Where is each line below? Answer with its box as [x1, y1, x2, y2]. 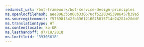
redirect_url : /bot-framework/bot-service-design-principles [5, 7, 135, 12]
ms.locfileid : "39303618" [5, 35, 59, 40]
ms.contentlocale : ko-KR [5, 25, 57, 30]
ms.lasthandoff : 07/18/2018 [5, 30, 64, 35]
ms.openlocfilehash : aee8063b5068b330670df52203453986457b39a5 [5, 12, 140, 17]
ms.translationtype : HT [5, 21, 55, 26]
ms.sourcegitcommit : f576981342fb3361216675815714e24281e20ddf [5, 16, 140, 21]
